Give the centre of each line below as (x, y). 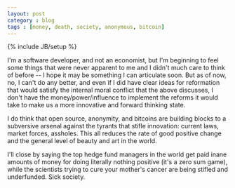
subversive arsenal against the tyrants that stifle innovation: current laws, (113, 126)
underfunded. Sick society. (46, 177)
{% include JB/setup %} (42, 47)
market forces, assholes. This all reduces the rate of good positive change (115, 133)
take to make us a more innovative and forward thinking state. (96, 105)
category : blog (31, 20)
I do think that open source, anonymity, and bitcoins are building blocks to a (117, 119)
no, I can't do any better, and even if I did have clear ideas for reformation (114, 83)
